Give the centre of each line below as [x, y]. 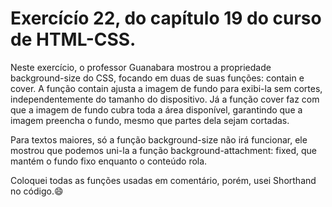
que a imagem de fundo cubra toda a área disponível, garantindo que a [156, 109]
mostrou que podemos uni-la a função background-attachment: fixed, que [163, 150]
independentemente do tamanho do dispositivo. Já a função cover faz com [165, 99]
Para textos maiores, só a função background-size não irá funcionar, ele [159, 139]
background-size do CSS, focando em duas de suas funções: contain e [157, 78]
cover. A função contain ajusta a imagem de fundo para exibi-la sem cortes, [166, 88]
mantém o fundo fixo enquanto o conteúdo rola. [109, 161]
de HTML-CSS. [73, 39]
